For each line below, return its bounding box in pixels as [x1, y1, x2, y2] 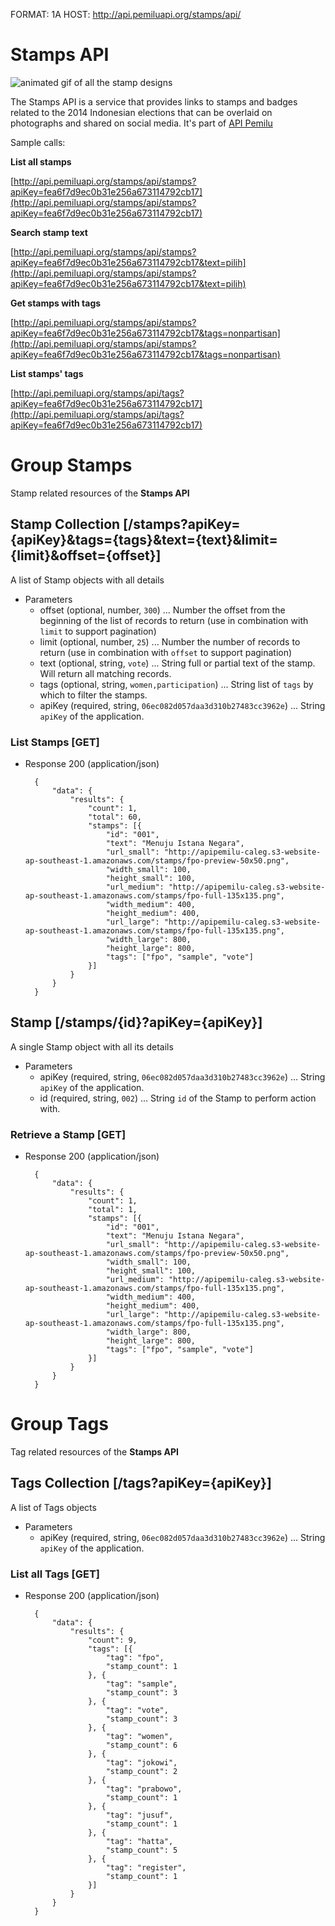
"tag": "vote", [105, 1705, 169, 1716]
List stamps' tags [10, 367, 84, 379]
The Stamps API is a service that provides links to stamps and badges [10, 95, 298, 108]
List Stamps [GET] [10, 735, 100, 749]
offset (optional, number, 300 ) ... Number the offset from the [39, 604, 286, 616]
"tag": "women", [105, 1732, 174, 1742]
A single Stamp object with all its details [10, 1040, 174, 1053]
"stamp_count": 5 [105, 1845, 178, 1856]
